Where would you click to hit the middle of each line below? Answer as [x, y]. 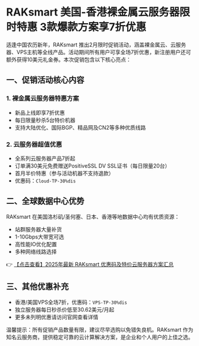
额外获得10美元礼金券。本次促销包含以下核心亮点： [69, 59]
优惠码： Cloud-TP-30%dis [45, 180]
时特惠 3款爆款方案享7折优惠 [76, 27]
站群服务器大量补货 [38, 229]
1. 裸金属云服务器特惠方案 [42, 99]
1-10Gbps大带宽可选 [39, 237]
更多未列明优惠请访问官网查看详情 [56, 317]
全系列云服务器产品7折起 [45, 158]
